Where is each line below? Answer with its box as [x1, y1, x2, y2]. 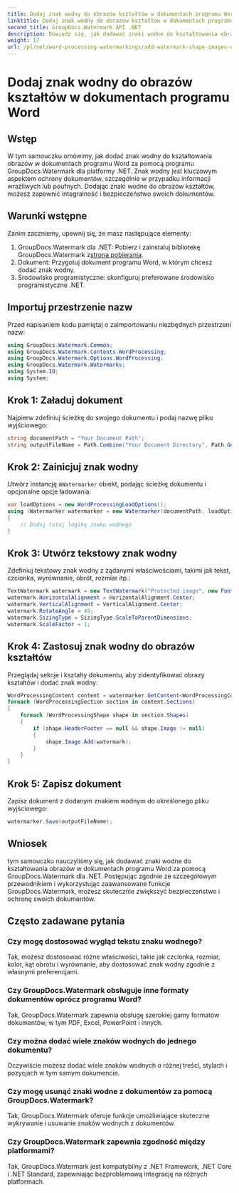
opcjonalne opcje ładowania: [7, 487, 91, 496]
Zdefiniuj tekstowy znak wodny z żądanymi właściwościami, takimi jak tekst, [7, 566, 231, 575]
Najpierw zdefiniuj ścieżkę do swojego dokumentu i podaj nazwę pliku [7, 413, 213, 422]
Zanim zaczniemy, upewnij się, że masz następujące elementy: [7, 229, 192, 237]
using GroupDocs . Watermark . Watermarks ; [7, 361, 126, 369]
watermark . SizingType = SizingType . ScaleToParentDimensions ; [7, 614, 193, 621]
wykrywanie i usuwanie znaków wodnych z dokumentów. [7, 1119, 176, 1127]
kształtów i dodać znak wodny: [7, 678, 98, 687]
